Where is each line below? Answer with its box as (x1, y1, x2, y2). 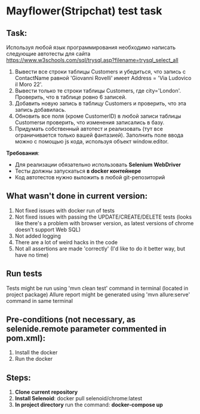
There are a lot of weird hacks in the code (14, 238, 118, 246)
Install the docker (14, 349, 58, 356)
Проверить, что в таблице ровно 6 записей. (14, 94, 127, 100)
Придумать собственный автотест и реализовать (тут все (14, 125, 163, 132)
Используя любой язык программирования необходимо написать (6, 44, 176, 51)
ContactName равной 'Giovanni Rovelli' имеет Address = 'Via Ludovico (14, 75, 192, 81)
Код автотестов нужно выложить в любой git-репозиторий (14, 174, 165, 180)
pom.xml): (6, 333, 46, 344)
